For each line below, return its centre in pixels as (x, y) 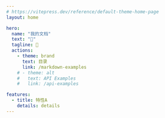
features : (19, 95)
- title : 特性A (30, 100)
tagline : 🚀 (25, 45)
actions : (22, 51)
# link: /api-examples (48, 84)
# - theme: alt (36, 72)
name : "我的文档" (31, 34)
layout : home (22, 17)
